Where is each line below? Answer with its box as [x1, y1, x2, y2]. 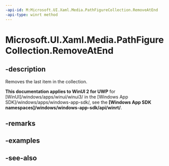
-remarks [5, 119, 36, 127]
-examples [5, 137, 40, 145]
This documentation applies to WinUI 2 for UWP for [5, 88, 116, 94]
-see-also [5, 153, 37, 162]
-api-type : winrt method [5, 12, 58, 17]
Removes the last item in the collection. [5, 78, 88, 84]
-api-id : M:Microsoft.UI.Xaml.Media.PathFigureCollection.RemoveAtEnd [5, 7, 158, 13]
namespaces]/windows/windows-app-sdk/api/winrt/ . [5, 105, 122, 111]
